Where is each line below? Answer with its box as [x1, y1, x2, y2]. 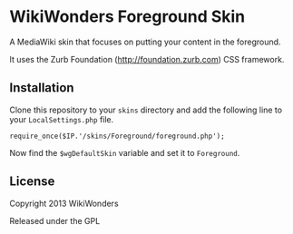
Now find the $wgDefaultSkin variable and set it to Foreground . [9, 147, 240, 158]
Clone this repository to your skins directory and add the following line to [9, 104, 283, 115]
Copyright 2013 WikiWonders [9, 198, 120, 209]
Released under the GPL [9, 215, 101, 226]
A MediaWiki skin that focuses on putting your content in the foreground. [9, 36, 281, 47]
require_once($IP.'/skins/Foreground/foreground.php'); [9, 132, 225, 141]
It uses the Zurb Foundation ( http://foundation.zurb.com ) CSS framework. [9, 54, 285, 64]
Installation [9, 80, 74, 96]
